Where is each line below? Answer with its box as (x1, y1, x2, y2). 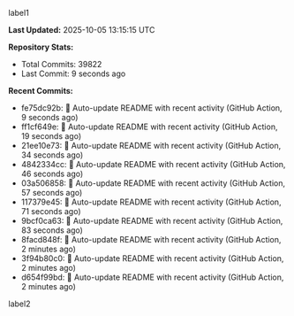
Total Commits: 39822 (20, 59, 102, 69)
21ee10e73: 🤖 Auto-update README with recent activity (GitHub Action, (20, 141, 282, 150)
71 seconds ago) (20, 206, 81, 216)
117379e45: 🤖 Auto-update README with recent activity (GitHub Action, (20, 197, 282, 207)
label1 (8, 8, 30, 18)
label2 (8, 298, 31, 309)
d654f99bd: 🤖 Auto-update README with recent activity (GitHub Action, (20, 272, 284, 282)
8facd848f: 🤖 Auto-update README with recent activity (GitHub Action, (20, 235, 282, 244)
